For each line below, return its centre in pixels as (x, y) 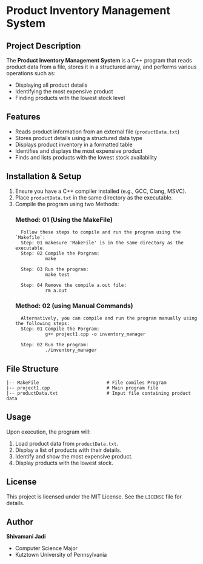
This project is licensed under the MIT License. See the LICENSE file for (94, 496)
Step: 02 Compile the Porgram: (60, 253)
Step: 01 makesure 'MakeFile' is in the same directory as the (102, 243)
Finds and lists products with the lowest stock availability (86, 157)
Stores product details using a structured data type (78, 138)
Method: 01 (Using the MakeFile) (64, 220)
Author (20, 522)
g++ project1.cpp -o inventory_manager (95, 334)
